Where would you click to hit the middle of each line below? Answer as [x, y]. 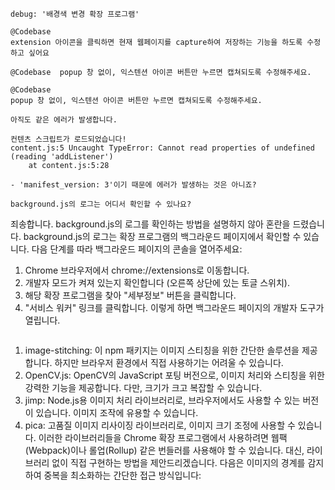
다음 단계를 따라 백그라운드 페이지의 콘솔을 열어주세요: [137, 249]
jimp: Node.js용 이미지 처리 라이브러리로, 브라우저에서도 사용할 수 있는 [162, 400]
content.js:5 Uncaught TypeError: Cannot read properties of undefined [162, 148]
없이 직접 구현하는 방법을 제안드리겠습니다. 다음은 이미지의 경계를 [178, 462]
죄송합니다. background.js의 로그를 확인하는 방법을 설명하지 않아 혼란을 [150, 224]
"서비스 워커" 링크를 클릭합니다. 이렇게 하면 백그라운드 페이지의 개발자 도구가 [174, 307]
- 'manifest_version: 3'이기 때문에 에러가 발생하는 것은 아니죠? [133, 185]
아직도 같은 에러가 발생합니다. [64, 120]
